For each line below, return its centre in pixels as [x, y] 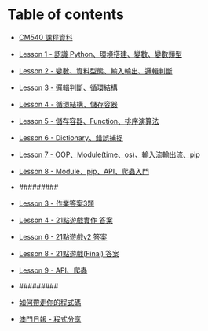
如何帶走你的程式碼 [50, 302]
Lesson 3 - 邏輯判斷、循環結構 [68, 87]
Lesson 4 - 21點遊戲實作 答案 [66, 220]
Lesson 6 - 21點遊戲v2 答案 [63, 236]
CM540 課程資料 [46, 37]
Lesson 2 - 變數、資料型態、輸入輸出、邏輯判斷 [96, 71]
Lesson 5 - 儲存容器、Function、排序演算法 [89, 121]
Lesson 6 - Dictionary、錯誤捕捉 [71, 138]
